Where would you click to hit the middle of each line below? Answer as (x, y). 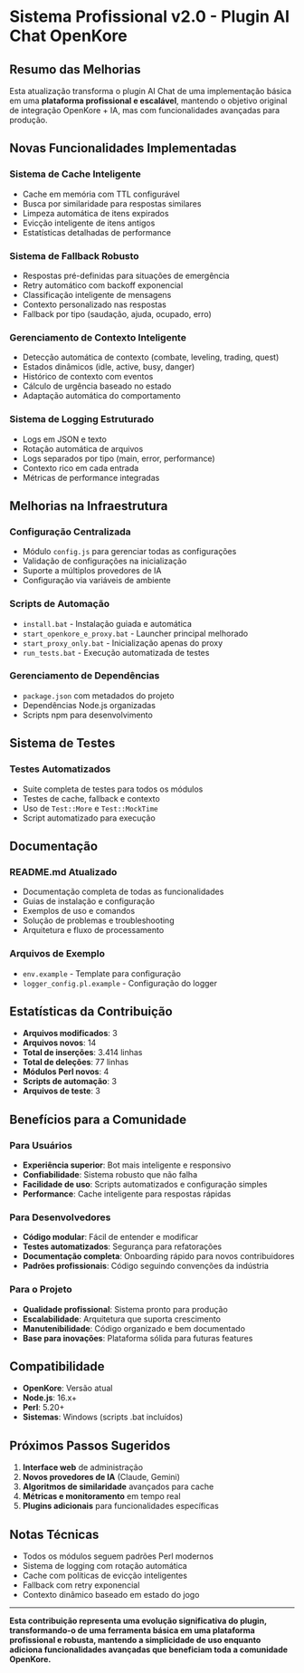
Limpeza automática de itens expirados (95, 213)
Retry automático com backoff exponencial (103, 285)
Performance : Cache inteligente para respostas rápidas (127, 1194)
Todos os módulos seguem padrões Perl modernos (118, 1556)
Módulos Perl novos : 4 (66, 1072)
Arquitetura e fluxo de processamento (93, 930)
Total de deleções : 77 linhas (76, 1062)
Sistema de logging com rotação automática (104, 1566)
